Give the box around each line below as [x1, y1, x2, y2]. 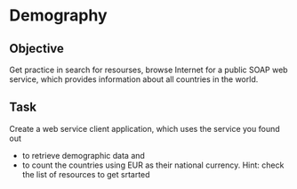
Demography [9, 5, 108, 26]
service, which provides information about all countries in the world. [9, 74, 259, 85]
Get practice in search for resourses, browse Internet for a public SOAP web [9, 64, 288, 75]
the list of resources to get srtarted [21, 168, 150, 179]
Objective [9, 41, 65, 56]
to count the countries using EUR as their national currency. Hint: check [21, 160, 285, 170]
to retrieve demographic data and [21, 150, 145, 160]
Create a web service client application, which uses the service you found [9, 123, 280, 134]
